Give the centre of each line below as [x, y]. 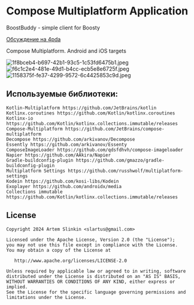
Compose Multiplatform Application [97, 11]
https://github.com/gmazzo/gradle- [120, 160]
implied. [17, 287]
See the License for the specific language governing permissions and [96, 292]
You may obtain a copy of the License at [59, 250]
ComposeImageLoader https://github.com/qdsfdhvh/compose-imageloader [95, 150]
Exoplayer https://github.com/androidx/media [64, 186]
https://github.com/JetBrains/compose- [115, 129]
